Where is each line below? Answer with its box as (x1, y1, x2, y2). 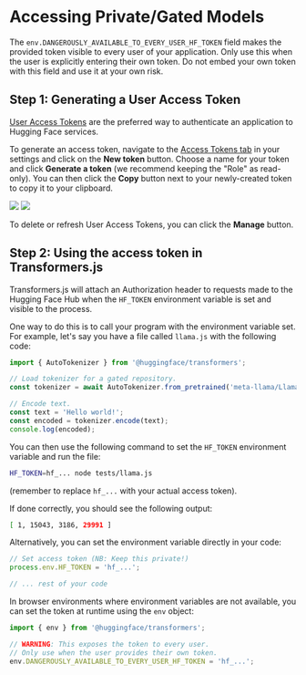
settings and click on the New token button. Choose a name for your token (9, 153, 290, 164)
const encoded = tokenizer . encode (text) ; (9, 416, 169, 425)
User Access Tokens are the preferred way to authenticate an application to (9, 116, 293, 127)
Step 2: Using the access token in (9, 245, 203, 261)
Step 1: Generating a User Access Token (9, 92, 241, 108)
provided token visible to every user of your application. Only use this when (9, 46, 293, 57)
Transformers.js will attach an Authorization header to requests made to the (9, 284, 293, 295)
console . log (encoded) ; (9, 424, 96, 434)
